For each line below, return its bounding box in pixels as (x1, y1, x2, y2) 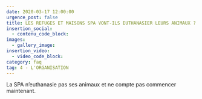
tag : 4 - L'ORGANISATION (6, 64, 69, 71)
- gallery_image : (11, 43, 56, 49)
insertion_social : (6, 25, 53, 32)
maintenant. (6, 88, 36, 95)
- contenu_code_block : (11, 31, 69, 37)
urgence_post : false (6, 14, 59, 20)
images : (6, 37, 26, 43)
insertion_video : (6, 48, 50, 54)
